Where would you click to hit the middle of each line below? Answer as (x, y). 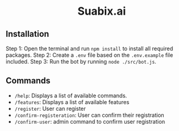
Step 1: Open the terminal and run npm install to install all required (89, 48)
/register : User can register (50, 108)
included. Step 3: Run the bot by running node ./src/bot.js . (81, 62)
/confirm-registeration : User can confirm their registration (89, 115)
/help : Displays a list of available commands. (71, 95)
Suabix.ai (102, 11)
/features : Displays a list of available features (72, 102)
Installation (27, 34)
